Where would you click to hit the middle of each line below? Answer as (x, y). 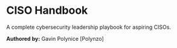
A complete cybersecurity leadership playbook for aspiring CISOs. (88, 27)
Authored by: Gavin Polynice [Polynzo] (55, 38)
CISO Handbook (47, 10)
